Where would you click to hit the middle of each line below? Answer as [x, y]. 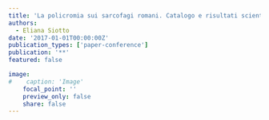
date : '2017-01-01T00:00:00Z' [59, 38]
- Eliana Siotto [42, 30]
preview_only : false [57, 96]
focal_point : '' [50, 89]
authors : [23, 23]
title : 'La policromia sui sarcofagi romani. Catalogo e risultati [123, 15]
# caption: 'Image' [46, 81]
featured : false [35, 60]
